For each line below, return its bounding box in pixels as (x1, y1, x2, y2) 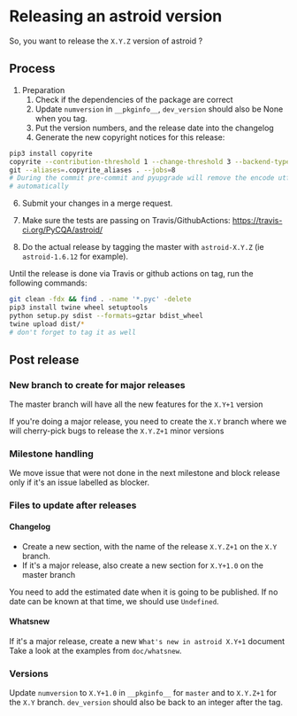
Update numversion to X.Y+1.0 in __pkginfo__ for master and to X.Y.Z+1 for (9, 688, 277, 698)
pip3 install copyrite (9, 149, 93, 158)
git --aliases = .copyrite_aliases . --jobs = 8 (9, 166, 176, 175)
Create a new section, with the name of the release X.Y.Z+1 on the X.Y (21, 541, 278, 551)
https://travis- (232, 215, 283, 226)
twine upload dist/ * (9, 319, 86, 329)
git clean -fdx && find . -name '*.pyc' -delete (9, 295, 192, 304)
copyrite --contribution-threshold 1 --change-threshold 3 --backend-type (9, 157, 291, 166)
